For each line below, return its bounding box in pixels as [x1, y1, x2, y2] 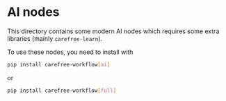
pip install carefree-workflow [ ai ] [7, 61, 111, 68]
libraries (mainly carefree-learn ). [7, 34, 103, 42]
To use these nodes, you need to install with [7, 48, 134, 56]
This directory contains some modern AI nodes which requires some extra [7, 27, 220, 35]
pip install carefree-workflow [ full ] [7, 87, 117, 94]
